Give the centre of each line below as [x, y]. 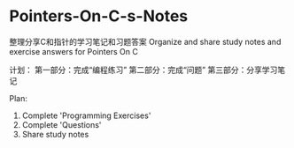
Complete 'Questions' [62, 124]
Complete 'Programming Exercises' [86, 115]
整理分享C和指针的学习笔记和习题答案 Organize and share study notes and [145, 41]
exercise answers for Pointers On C [74, 51]
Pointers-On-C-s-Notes [99, 16]
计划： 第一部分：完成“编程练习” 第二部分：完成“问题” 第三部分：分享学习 [143, 70]
